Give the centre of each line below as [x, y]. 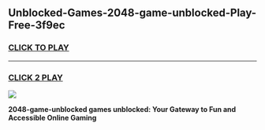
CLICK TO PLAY [39, 48]
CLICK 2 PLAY [35, 77]
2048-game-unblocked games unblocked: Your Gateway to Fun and [122, 109]
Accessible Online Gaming [52, 117]
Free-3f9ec [37, 26]
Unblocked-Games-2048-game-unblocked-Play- [132, 13]
